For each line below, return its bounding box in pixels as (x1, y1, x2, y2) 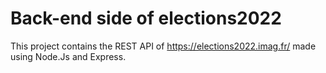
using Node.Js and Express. (10, 50, 127, 62)
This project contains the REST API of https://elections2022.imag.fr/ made (10, 40, 317, 52)
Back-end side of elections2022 (10, 7, 282, 30)
